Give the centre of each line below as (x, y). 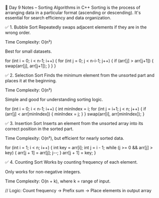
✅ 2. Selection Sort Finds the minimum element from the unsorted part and (80, 75)
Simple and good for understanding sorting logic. (54, 99)
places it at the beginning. (31, 81)
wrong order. (18, 32)
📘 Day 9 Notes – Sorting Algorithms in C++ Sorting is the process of (73, 8)
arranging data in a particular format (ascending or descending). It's (73, 13)
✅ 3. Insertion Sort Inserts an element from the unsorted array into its (74, 123)
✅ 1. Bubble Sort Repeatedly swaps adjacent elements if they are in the (76, 27)
